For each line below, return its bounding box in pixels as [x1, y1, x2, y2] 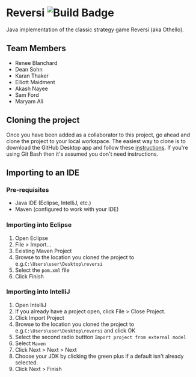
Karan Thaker [14, 72, 49, 79]
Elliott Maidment [14, 78, 55, 85]
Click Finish [14, 272, 44, 280]
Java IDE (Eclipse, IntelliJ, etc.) [14, 199, 91, 207]
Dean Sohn [14, 66, 43, 73]
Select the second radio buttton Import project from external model [14, 333, 186, 340]
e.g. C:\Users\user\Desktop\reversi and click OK [14, 326, 136, 334]
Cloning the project [6, 115, 80, 126]
